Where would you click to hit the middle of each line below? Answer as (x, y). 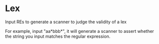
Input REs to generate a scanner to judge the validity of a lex (66, 22)
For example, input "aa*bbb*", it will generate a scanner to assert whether (79, 31)
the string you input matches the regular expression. (58, 36)
